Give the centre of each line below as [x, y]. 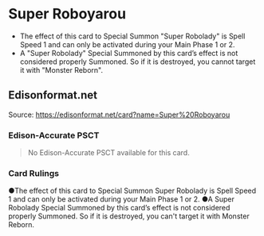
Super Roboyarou [67, 14]
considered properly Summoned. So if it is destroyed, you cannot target [138, 62]
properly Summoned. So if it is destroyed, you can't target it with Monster [129, 216]
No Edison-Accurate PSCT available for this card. [108, 153]
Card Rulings [34, 173]
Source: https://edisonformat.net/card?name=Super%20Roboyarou [119, 114]
